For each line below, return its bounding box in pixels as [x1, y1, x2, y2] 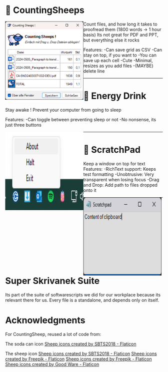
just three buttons [5, 122, 41, 128]
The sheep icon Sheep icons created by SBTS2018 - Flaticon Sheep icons [5, 350, 157, 356]
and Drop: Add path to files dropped [83, 182, 157, 188]
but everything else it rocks [83, 37, 140, 43]
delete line [83, 68, 105, 74]
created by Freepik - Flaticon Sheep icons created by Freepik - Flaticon [5, 355, 152, 362]
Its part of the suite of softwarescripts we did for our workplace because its [5, 291, 161, 297]
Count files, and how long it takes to [83, 21, 157, 27]
